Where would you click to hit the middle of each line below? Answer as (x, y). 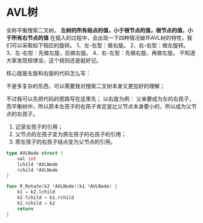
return (25, 209)
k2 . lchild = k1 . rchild (46, 198)
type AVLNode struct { (35, 153)
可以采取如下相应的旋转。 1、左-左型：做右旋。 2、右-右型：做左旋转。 (100, 45)
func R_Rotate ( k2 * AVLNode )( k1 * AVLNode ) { (62, 187)
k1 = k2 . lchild (36, 192)
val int (27, 159)
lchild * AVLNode (38, 164)
